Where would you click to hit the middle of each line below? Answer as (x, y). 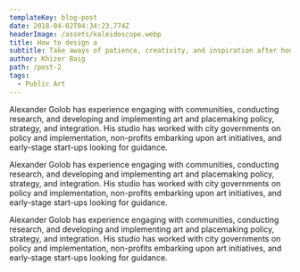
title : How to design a (54, 42)
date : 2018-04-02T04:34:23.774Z (69, 26)
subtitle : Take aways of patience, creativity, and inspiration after (143, 51)
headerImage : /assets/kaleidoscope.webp (86, 34)
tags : (19, 76)
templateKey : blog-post (54, 17)
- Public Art (42, 84)
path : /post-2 (36, 68)
